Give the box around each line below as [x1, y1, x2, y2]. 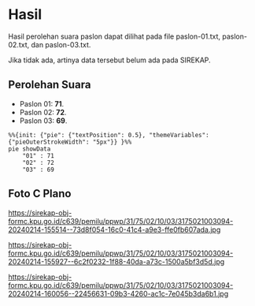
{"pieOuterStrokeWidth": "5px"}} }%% [8, 138, 132, 146]
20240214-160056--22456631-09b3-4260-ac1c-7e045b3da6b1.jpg [8, 289, 229, 298]
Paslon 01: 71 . [19, 99, 65, 108]
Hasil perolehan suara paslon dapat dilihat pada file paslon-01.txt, [8, 32, 221, 41]
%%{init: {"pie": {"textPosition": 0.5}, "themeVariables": [8, 131, 210, 139]
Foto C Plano [8, 187, 72, 200]
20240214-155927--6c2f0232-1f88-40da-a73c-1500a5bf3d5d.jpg [8, 256, 225, 266]
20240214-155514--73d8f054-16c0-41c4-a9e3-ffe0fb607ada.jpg [8, 225, 221, 234]
